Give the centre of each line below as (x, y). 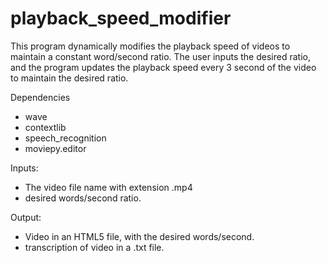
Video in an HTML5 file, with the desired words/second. (139, 236)
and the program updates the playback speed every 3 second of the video (163, 67)
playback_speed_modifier (121, 18)
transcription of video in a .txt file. (94, 247)
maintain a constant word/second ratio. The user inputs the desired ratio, (160, 56)
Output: (26, 217)
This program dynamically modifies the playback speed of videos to (150, 46)
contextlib (45, 127)
